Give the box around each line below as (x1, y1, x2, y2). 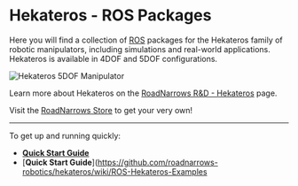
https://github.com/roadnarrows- (97, 157, 219, 167)
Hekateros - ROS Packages (9, 5, 212, 26)
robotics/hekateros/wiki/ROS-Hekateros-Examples (21, 166, 208, 177)
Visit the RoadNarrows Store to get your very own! (9, 105, 193, 115)
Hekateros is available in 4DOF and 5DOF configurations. (9, 53, 218, 64)
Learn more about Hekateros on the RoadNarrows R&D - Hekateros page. (9, 88, 278, 98)
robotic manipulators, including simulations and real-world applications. (9, 43, 271, 54)
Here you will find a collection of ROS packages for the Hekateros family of (9, 35, 284, 45)
